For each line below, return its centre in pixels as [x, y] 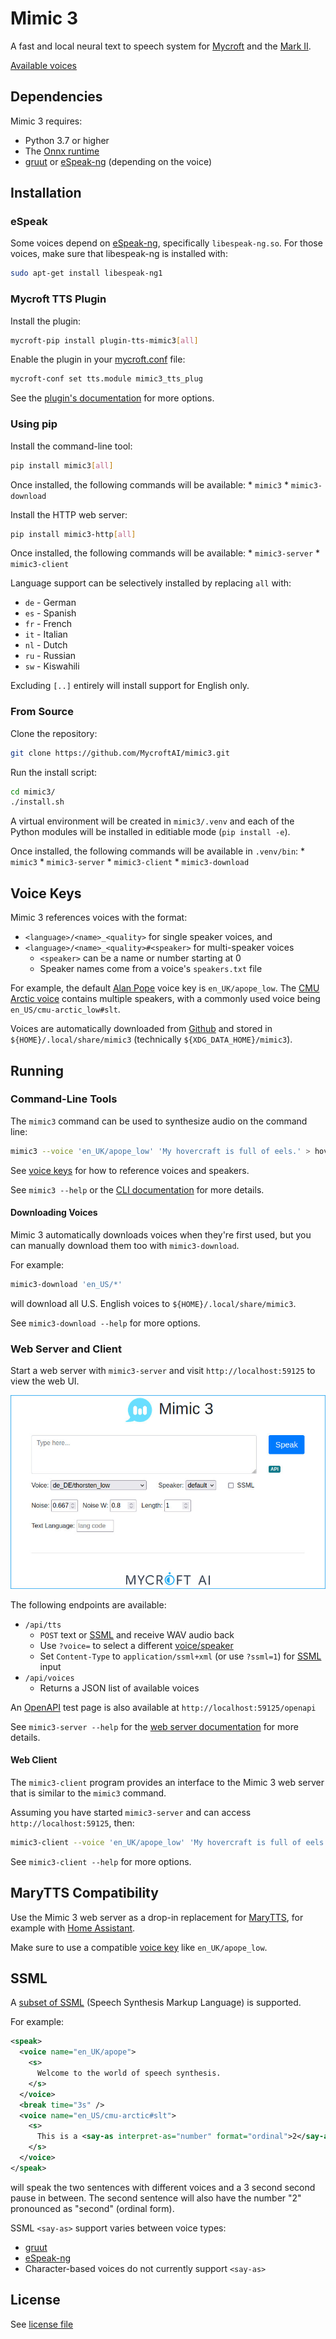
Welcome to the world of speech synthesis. [129, 2073]
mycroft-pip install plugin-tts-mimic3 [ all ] [104, 340]
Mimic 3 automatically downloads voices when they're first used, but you [161, 1234]
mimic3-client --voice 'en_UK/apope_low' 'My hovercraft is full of [156, 1842]
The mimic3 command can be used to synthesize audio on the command [159, 1121]
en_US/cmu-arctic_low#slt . [65, 1009]
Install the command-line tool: [71, 446]
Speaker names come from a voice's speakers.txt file [151, 969]
